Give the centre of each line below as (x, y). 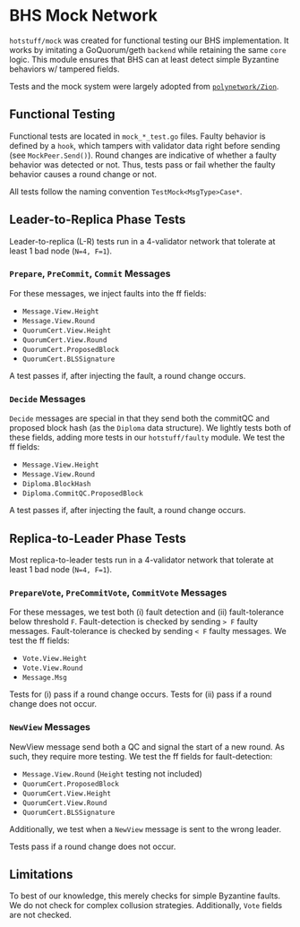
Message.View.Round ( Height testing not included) (112, 773)
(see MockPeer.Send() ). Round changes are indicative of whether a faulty (143, 155)
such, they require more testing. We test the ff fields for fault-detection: (141, 756)
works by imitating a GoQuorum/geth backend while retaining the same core (148, 49)
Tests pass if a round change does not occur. (93, 846)
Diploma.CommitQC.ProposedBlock (82, 494)
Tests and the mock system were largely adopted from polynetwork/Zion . (144, 86)
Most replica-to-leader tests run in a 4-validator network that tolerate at (141, 560)
